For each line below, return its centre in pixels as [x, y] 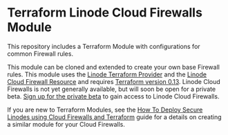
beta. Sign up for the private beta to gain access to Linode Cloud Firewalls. [113, 96]
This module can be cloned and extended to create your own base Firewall [113, 67]
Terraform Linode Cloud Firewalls [105, 13]
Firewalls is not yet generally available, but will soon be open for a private [112, 89]
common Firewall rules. [40, 54]
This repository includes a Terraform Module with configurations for [104, 46]
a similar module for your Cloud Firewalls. [66, 124]
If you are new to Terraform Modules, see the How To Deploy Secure [105, 110]
